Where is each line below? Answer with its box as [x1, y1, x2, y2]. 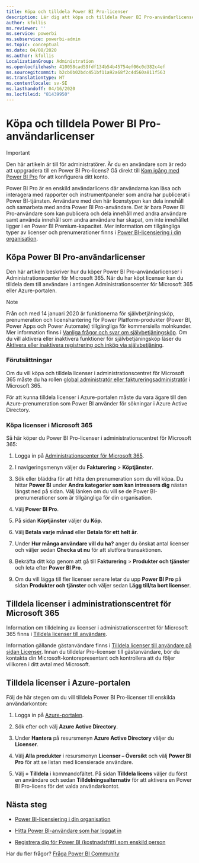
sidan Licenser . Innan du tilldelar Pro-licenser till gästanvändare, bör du [6, 648, 180, 655]
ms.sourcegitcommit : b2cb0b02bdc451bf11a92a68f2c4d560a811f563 [6, 69, 166, 75]
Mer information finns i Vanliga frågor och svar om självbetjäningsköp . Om [6, 328, 188, 335]
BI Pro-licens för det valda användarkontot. [14, 782, 120, 790]
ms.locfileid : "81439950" [6, 91, 70, 97]
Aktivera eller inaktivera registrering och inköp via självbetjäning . [6, 341, 164, 349]
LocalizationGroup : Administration [6, 58, 94, 64]
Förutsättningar [6, 356, 52, 365]
